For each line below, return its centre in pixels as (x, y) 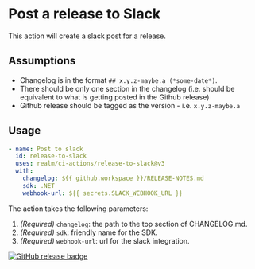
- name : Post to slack (46, 149)
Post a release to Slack (85, 14)
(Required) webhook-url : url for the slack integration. (104, 240)
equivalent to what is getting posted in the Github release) (114, 97)
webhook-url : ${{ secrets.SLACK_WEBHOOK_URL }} (102, 193)
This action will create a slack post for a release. (87, 36)
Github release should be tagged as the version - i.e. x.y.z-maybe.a (130, 105)
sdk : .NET (39, 185)
